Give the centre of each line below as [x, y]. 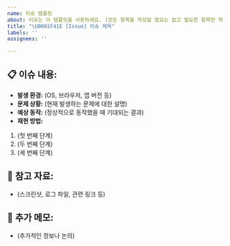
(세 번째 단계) [35, 152]
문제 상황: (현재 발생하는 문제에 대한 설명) [72, 103]
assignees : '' [27, 39]
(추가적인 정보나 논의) [46, 235]
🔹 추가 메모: [30, 218]
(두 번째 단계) [35, 144]
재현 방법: [30, 121]
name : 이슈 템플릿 [30, 13]
